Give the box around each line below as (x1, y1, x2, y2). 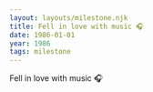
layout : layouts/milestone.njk (9, 13, 128, 23)
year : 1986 (9, 38, 51, 48)
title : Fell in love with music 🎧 (9, 22, 144, 31)
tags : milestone (9, 47, 71, 56)
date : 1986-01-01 (9, 30, 76, 39)
